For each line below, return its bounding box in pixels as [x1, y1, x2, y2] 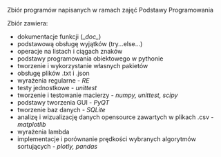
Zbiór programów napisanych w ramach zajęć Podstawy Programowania [7, 6, 214, 14]
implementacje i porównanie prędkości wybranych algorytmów [17, 135, 197, 143]
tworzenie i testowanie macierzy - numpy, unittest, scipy [17, 91, 178, 99]
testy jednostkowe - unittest [17, 84, 97, 92]
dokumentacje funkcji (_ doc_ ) [17, 32, 102, 41]
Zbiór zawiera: [7, 19, 48, 27]
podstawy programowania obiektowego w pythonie [17, 54, 164, 63]
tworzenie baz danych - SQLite [17, 106, 106, 114]
